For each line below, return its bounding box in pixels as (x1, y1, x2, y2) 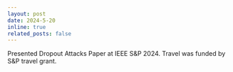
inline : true (7, 23, 46, 30)
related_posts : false (7, 30, 72, 37)
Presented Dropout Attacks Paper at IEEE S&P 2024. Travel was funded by (7, 49, 226, 58)
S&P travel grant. (7, 57, 57, 66)
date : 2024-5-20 (7, 17, 56, 24)
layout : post (7, 10, 46, 18)
